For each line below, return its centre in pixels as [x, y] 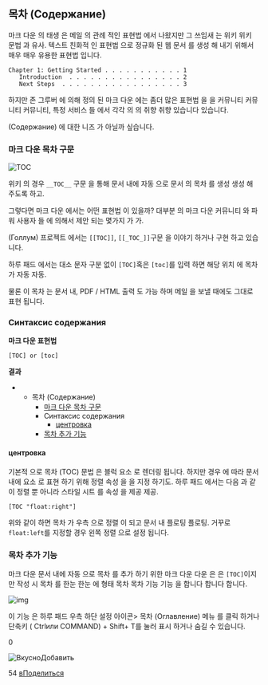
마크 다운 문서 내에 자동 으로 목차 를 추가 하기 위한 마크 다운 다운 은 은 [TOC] [126, 573]
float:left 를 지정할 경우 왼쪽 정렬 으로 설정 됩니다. [89, 532]
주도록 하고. [27, 194]
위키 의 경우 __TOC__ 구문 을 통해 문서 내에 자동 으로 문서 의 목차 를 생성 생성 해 [131, 184]
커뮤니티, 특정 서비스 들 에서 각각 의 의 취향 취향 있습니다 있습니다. [126, 109]
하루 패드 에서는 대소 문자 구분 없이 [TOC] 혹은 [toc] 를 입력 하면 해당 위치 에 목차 [133, 265]
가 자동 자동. [28, 274]
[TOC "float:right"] [43, 506]
